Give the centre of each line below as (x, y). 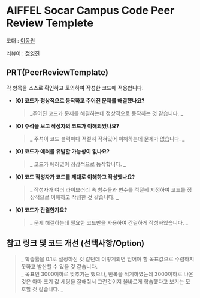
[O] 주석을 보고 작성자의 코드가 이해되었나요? (67, 126)
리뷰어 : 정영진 (23, 53)
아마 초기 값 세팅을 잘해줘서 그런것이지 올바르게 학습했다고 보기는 (108, 281)
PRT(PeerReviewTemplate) (57, 73)
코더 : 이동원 (21, 40)
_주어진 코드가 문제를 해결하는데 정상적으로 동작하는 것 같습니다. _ (107, 113)
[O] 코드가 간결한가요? (41, 210)
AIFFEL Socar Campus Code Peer (90, 10)
